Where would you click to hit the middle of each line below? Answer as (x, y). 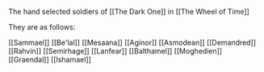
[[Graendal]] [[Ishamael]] (50, 60)
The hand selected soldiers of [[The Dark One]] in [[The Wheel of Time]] (129, 12)
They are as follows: (42, 27)
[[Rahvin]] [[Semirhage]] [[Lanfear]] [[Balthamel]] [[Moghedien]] (115, 51)
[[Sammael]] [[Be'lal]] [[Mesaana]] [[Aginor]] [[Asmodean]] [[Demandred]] (132, 42)
